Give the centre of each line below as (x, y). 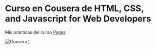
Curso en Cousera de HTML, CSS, (74, 8)
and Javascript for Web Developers (78, 19)
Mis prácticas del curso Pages (35, 32)
